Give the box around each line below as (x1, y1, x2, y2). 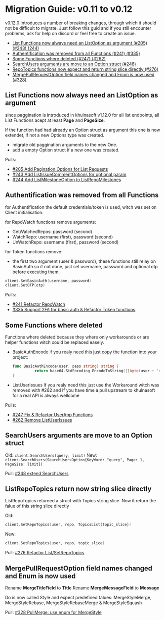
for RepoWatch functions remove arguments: (5, 219, 96, 225)
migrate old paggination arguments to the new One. (12, 142, 118, 147)
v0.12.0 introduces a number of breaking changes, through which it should (5, 20, 157, 26)
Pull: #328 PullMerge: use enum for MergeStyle (5, 609, 102, 615)
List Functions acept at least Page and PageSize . (5, 117, 105, 123)
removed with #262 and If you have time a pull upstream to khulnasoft (12, 387, 155, 393)
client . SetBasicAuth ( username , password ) (5, 278, 92, 283)
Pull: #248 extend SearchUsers (5, 470, 69, 476)
